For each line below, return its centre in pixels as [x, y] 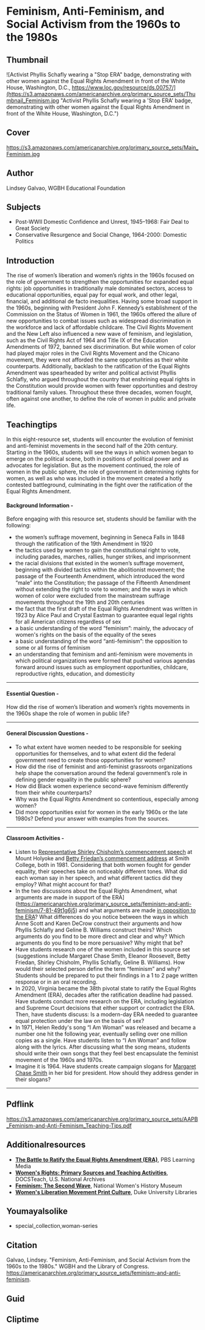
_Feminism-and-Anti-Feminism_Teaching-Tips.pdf [69, 1125]
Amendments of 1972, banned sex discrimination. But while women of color [101, 347]
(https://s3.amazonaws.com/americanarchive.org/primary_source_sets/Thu [101, 94]
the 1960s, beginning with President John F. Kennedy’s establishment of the [102, 308]
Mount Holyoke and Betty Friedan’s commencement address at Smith [102, 858]
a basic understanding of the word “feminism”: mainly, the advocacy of [104, 628]
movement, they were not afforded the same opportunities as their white [97, 360]
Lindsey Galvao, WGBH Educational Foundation [66, 188]
